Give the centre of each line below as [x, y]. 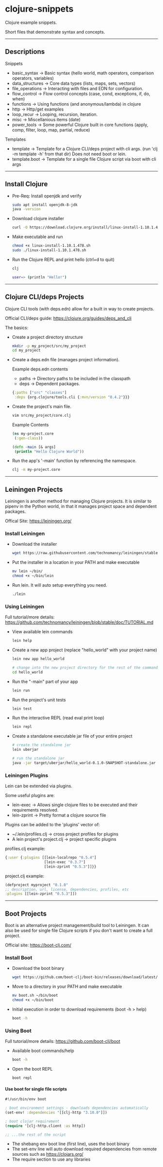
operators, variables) [33, 78]
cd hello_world [27, 672]
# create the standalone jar [41, 745]
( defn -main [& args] [34, 447]
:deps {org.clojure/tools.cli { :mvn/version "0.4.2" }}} [72, 397]
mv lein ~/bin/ [27, 571]
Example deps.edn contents [40, 369]
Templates [16, 139]
